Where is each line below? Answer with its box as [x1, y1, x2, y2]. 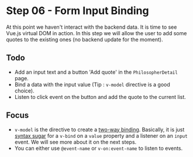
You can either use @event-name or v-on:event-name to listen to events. [14, 145, 183, 152]
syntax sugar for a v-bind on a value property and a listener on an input [14, 132, 188, 139]
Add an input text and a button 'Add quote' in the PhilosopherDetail [14, 69, 178, 76]
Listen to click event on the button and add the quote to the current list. [14, 93, 186, 100]
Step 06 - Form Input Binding [6, 4, 149, 18]
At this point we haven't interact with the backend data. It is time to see [6, 23, 177, 30]
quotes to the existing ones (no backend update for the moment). [6, 36, 163, 43]
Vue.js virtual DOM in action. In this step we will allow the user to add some [6, 29, 187, 36]
